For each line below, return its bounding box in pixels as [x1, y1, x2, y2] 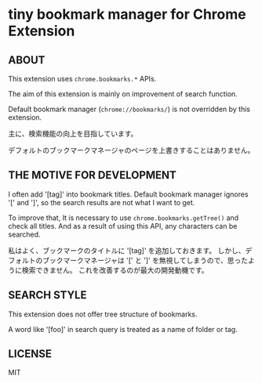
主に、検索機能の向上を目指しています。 [8, 129, 138, 138]
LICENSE [8, 347, 53, 361]
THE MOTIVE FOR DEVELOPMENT [8, 168, 176, 182]
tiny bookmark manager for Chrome [8, 5, 246, 23]
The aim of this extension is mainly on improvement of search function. [8, 89, 238, 99]
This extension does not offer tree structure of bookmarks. [8, 309, 198, 319]
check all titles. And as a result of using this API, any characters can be [8, 221, 238, 230]
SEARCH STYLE [8, 288, 87, 302]
